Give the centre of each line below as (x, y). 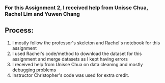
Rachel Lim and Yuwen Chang (42, 14)
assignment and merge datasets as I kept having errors (70, 59)
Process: (19, 30)
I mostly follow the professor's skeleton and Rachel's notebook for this (86, 43)
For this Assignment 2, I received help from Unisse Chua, (76, 8)
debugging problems (34, 70)
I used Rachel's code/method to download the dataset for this (77, 53)
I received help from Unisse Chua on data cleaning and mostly (77, 64)
